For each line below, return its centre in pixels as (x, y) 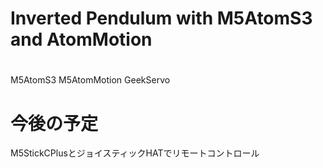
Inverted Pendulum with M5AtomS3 (161, 18)
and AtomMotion (81, 39)
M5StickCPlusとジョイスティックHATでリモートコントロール (135, 153)
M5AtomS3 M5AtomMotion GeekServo (90, 80)
